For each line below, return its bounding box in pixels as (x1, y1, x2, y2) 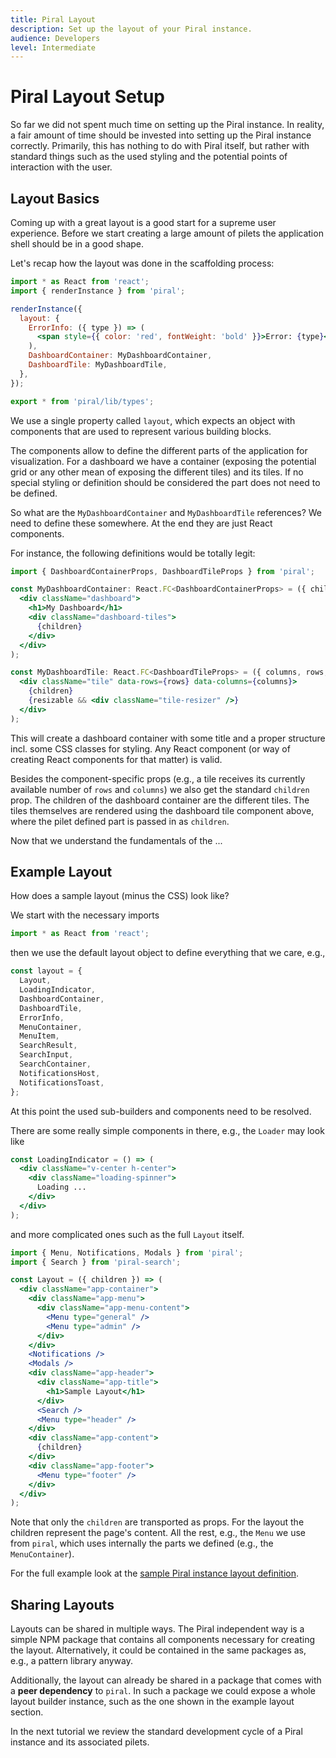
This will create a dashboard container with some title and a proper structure (10, 732, 326, 744)
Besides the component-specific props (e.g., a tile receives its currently (10, 772, 306, 785)
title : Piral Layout (10, 14, 97, 25)
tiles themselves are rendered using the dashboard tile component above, (10, 804, 315, 816)
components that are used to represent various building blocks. (10, 425, 272, 437)
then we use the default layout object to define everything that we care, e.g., (10, 947, 326, 959)
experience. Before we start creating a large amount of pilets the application (10, 227, 324, 239)
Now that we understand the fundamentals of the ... (10, 834, 223, 846)
